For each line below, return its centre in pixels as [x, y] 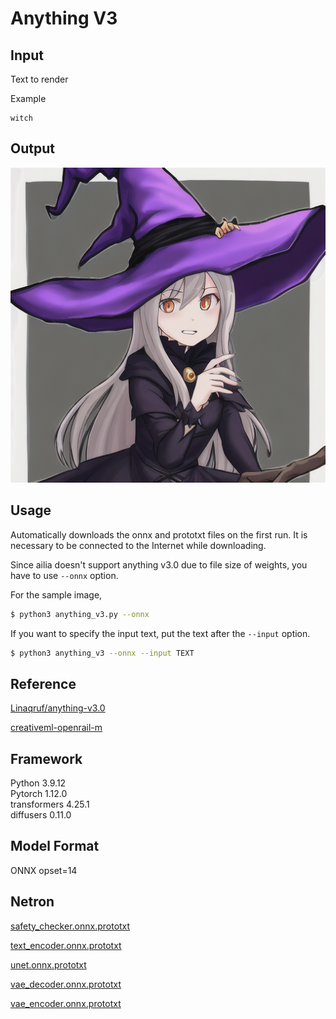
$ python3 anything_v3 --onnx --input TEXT [102, 653]
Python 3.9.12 [38, 783]
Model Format [55, 846]
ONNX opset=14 [44, 870]
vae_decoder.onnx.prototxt [66, 984]
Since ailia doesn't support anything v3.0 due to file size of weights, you [159, 564]
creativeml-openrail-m [56, 728]
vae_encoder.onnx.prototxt [66, 1003]
